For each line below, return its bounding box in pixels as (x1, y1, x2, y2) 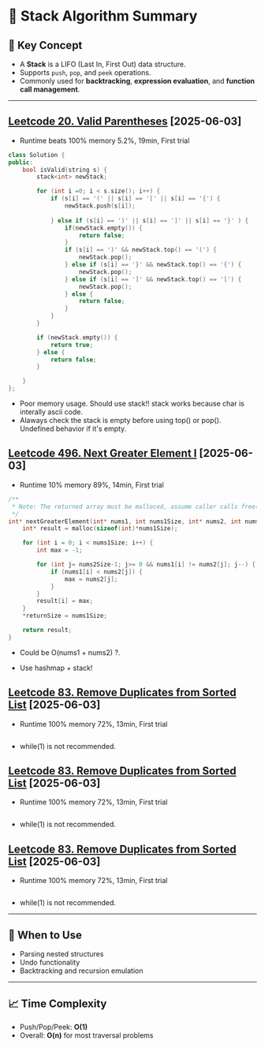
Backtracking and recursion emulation (19, 966, 144, 975)
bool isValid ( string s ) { (22, 166, 108, 174)
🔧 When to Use (8, 928, 83, 941)
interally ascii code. (19, 407, 83, 417)
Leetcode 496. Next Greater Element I (8, 447, 197, 460)
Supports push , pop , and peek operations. (19, 68, 151, 77)
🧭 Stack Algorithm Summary (8, 7, 198, 25)
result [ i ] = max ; (36, 597, 93, 605)
